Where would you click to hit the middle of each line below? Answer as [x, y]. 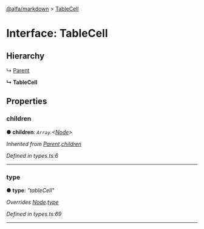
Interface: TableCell [57, 33]
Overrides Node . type [32, 202]
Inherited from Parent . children [44, 144]
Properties [27, 101]
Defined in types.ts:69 [34, 214]
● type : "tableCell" [30, 190]
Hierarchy [25, 56]
